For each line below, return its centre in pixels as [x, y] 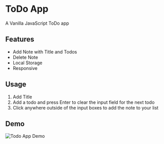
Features [20, 39]
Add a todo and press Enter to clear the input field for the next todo [84, 102]
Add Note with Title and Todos [45, 51]
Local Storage [27, 63]
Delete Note [25, 57]
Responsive [25, 68]
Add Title [22, 97]
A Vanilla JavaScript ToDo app [37, 23]
